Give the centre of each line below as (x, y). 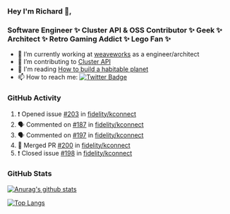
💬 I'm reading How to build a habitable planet (83, 69)
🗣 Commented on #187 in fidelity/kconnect (80, 124)
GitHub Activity (34, 98)
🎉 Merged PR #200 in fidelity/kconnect (74, 145)
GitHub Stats (30, 174)
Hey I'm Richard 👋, (40, 11)
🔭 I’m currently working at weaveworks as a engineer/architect (108, 54)
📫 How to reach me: (48, 77)
